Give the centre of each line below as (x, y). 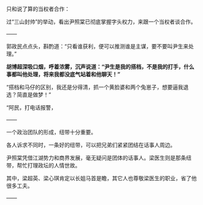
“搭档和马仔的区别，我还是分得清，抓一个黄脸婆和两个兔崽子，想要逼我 (95, 87)
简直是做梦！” (34, 95)
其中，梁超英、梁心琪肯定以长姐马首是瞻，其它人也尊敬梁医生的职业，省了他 (101, 178)
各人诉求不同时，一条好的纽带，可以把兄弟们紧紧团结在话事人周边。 (91, 145)
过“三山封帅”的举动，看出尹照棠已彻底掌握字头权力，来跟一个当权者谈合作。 (101, 22)
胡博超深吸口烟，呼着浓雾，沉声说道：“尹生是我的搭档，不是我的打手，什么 (100, 67)
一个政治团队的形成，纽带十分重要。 (51, 132)
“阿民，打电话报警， (31, 107)
